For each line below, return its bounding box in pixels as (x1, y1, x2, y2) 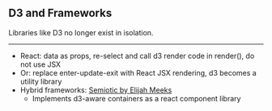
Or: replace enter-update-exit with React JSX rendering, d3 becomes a (19, 68, 257, 77)
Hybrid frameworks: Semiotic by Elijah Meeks (19, 84, 172, 95)
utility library (19, 76, 62, 86)
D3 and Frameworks (8, 6, 113, 20)
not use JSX (19, 60, 62, 69)
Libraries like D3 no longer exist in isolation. (8, 27, 154, 37)
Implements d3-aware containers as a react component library (32, 93, 241, 103)
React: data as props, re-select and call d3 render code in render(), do (19, 51, 255, 60)
